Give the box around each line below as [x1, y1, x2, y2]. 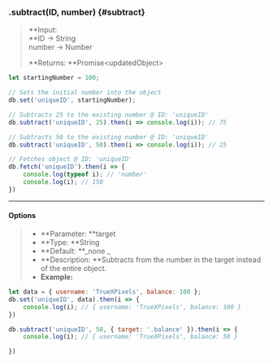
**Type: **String [40, 238, 100, 247]
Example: [40, 272, 73, 282]
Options [8, 211, 37, 221]
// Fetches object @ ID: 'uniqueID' [8, 155, 132, 164]
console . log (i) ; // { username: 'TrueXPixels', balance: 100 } [23, 303, 242, 311]
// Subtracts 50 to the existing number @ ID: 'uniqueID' [8, 133, 209, 141]
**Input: [28, 25, 58, 35]
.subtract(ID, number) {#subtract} [8, 7, 145, 18]
